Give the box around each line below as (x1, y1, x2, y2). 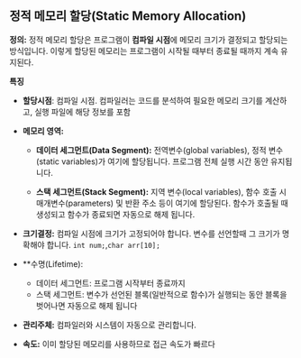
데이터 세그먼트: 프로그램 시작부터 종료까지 (35, 278, 187, 289)
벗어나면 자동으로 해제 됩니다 (35, 300, 138, 311)
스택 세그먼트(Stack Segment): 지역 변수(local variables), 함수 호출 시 (35, 186, 287, 197)
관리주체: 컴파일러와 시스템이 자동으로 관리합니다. (22, 319, 196, 330)
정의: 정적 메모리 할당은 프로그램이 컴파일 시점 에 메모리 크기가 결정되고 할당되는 (9, 34, 288, 45)
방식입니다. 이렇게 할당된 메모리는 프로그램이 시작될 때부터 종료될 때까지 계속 (9, 45, 279, 56)
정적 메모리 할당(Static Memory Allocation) (9, 8, 247, 24)
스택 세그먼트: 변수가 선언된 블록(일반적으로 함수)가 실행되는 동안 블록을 (35, 289, 287, 299)
